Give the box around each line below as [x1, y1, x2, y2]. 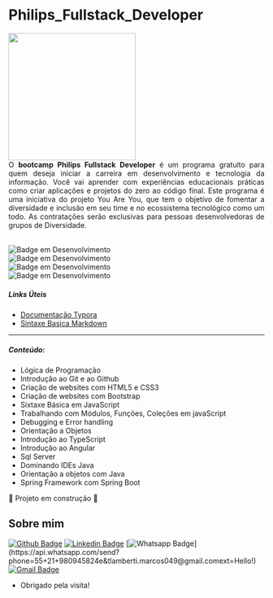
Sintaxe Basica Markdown [19, 318, 107, 328]
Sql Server [19, 452, 56, 461]
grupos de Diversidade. [8, 220, 87, 229]
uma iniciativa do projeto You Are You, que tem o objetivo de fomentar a [8, 194, 265, 204]
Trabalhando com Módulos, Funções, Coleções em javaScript [19, 408, 227, 418]
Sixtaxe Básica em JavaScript [19, 399, 120, 409]
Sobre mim [8, 517, 65, 530]
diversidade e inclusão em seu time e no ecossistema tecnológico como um [8, 203, 265, 212]
